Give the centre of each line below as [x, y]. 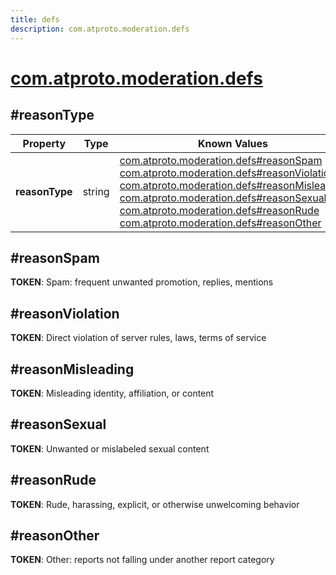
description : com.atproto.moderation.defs [100, 29]
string [96, 191]
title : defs [35, 19]
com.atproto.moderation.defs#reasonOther [220, 223]
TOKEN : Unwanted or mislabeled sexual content [110, 448]
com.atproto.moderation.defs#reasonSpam [221, 160]
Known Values [232, 143]
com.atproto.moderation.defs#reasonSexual [223, 198]
